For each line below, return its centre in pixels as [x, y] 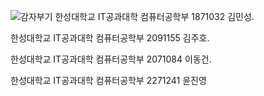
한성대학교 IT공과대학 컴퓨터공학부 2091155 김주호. [110, 38]
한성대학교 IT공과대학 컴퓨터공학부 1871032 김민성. [154, 16]
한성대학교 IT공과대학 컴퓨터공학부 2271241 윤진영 [108, 80]
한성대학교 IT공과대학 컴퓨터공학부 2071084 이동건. [111, 59]
